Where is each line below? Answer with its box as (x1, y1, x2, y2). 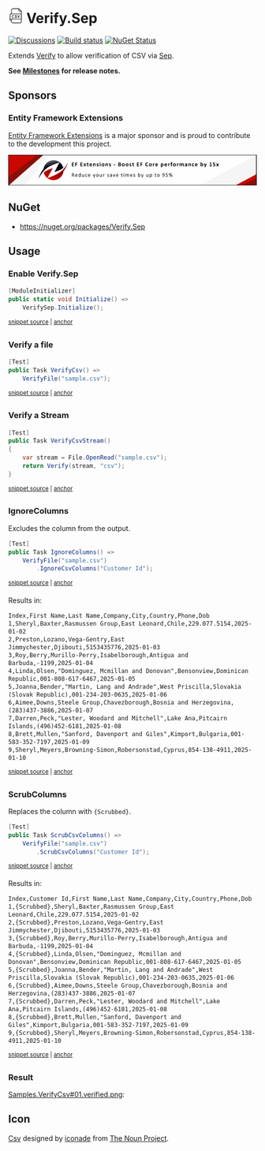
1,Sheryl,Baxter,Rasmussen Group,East (8, 619, 136, 627)
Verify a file (8, 339, 54, 350)
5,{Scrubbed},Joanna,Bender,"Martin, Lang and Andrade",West (8, 966, 214, 974)
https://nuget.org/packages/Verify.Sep (19, 222, 146, 231)
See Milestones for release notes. (8, 65, 121, 75)
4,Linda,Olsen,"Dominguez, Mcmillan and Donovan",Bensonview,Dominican (8, 667, 248, 675)
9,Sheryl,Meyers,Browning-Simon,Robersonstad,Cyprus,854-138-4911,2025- (8, 746, 252, 753)
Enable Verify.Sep (8, 268, 79, 279)
